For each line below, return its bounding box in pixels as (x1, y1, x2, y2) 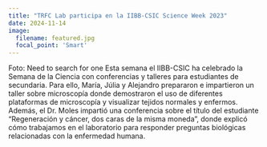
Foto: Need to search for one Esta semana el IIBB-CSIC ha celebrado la (8, 63, 243, 73)
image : (8, 26, 30, 34)
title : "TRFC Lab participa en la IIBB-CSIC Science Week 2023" (8, 11, 228, 20)
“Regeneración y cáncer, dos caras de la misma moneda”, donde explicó (8, 114, 248, 124)
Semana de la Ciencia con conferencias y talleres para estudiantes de (8, 72, 239, 81)
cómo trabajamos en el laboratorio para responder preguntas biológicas (8, 123, 246, 133)
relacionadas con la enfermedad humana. (8, 131, 146, 141)
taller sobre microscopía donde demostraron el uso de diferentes (8, 89, 223, 98)
